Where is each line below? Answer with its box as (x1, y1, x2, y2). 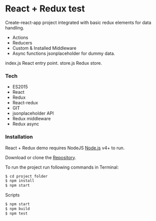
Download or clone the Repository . (5, 154, 76, 160)
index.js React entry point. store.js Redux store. (5, 60, 102, 66)
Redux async (12, 121, 39, 127)
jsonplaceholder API (12, 110, 54, 116)
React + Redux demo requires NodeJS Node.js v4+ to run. (5, 145, 125, 151)
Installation (5, 133, 33, 140)
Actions (12, 34, 28, 40)
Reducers (12, 39, 32, 45)
